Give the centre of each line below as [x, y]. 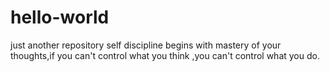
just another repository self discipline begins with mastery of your [146, 45]
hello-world [60, 17]
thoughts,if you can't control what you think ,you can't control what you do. [165, 55]
